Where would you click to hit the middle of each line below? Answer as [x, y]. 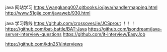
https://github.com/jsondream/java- [125, 29]
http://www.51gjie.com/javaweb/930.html [48, 13]
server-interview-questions [33, 34]
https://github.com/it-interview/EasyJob [104, 34]
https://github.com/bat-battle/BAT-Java [46, 29]
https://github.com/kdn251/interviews [44, 44]
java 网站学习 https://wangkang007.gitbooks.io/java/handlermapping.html [81, 7]
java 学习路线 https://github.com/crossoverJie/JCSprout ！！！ [70, 23]
